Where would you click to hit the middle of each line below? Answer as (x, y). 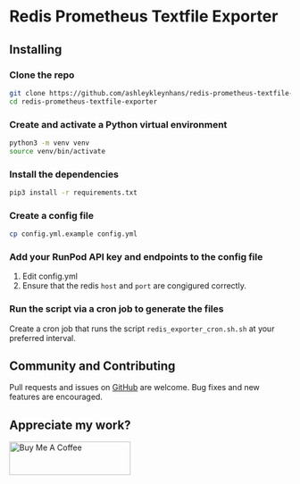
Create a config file (51, 215)
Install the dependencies (64, 174)
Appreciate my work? (70, 425)
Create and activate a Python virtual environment (118, 124)
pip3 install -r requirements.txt (74, 192)
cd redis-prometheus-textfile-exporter (83, 101)
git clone (28, 93)
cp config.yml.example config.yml (74, 234)
